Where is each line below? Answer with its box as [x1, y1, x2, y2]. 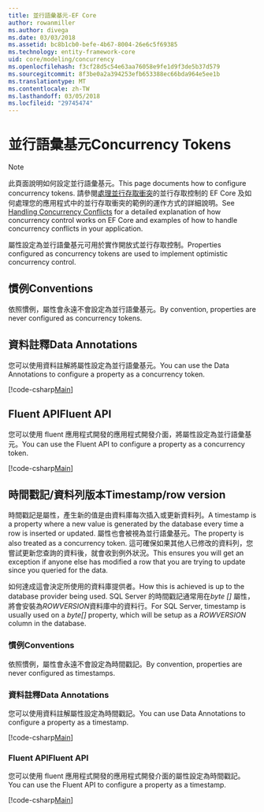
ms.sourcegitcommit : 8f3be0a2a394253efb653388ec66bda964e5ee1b [8, 70, 221, 78]
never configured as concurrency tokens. [8, 313, 143, 323]
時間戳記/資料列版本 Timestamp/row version [8, 488, 226, 501]
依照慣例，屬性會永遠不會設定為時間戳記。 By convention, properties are [8, 659, 243, 669]
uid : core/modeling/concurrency [8, 56, 114, 64]
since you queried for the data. [8, 565, 109, 575]
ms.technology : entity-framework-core [8, 48, 136, 56]
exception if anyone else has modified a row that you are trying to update [8, 557, 246, 567]
